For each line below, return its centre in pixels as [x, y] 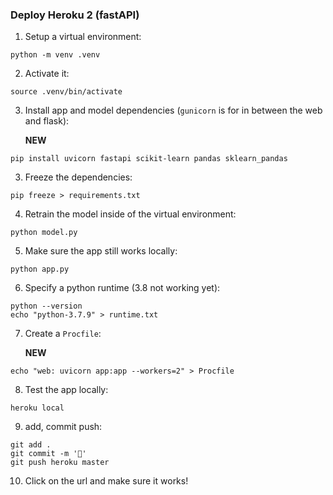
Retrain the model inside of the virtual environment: [130, 214]
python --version [46, 306]
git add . [31, 445]
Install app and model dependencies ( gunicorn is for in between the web [173, 110]
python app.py [40, 269]
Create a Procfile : [63, 334]
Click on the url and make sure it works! [106, 481]
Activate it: [47, 74]
